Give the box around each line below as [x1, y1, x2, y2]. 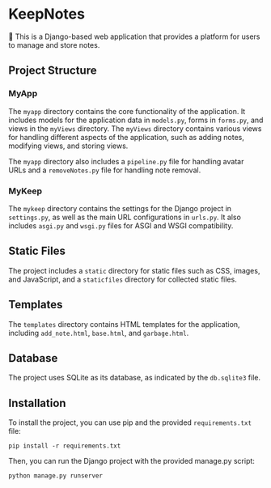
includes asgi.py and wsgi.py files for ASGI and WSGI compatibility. [8, 220, 234, 231]
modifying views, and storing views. [8, 141, 129, 151]
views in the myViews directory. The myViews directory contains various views [8, 123, 262, 134]
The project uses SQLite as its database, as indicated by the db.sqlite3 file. [8, 373, 261, 383]
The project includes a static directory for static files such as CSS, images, [8, 265, 260, 275]
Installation [8, 396, 66, 409]
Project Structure [8, 64, 97, 78]
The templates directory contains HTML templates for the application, [8, 319, 240, 329]
